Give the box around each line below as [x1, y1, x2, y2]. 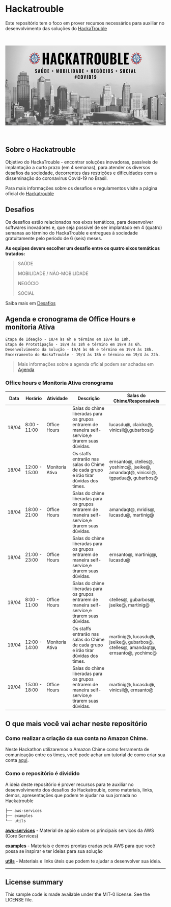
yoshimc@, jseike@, [109, 464, 152, 470]
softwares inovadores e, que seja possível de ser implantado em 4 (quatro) [5, 224, 162, 230]
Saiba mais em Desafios [5, 300, 56, 306]
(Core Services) [5, 833, 39, 839]
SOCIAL [17, 290, 35, 296]
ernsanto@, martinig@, [109, 551, 158, 557]
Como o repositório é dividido [5, 770, 80, 777]
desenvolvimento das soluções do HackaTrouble [5, 25, 107, 31]
